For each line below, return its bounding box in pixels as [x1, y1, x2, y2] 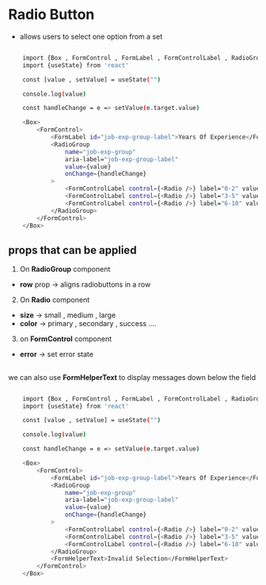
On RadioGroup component [19, 264, 111, 274]
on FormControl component [19, 334, 112, 344]
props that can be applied [8, 243, 137, 256]
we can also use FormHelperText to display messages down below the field [8, 372, 256, 382]
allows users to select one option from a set [19, 32, 163, 41]
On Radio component [19, 295, 90, 305]
